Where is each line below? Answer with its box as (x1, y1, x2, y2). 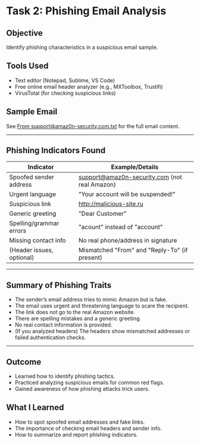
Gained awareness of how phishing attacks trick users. (14, 386, 150, 393)
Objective (6, 28, 43, 38)
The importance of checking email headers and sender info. (14, 424, 162, 431)
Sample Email (6, 107, 58, 117)
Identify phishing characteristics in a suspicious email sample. (6, 44, 158, 51)
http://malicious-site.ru (78, 200, 144, 208)
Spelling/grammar (9, 219, 60, 228)
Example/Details (111, 163, 159, 171)
